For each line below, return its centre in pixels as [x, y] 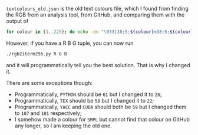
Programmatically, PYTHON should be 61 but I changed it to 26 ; [88, 94]
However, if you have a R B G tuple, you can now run [70, 43]
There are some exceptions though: [49, 83]
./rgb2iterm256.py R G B [37, 54]
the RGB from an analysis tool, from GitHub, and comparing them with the [95, 15]
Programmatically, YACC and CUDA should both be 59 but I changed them [100, 107]
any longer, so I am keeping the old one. [63, 126]
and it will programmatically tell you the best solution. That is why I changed [98, 65]
